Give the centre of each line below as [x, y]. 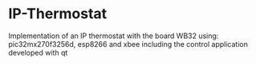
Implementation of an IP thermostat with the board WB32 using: [114, 36]
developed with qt [38, 52]
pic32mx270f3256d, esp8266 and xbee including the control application [128, 44]
